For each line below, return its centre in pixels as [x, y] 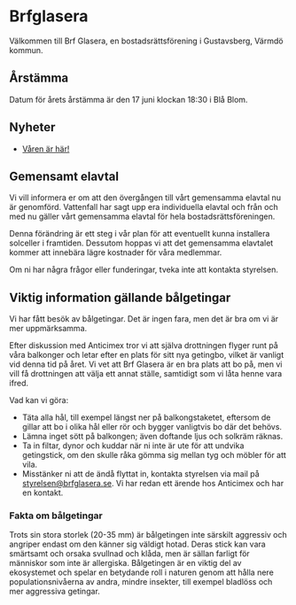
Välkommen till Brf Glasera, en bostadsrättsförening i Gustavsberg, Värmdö [146, 41]
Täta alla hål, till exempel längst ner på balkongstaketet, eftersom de [146, 417]
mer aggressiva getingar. [55, 592]
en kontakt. [43, 493]
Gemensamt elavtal [64, 176]
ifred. [19, 384]
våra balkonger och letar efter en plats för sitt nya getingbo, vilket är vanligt [147, 355]
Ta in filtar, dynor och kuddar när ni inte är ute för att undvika [133, 446]
